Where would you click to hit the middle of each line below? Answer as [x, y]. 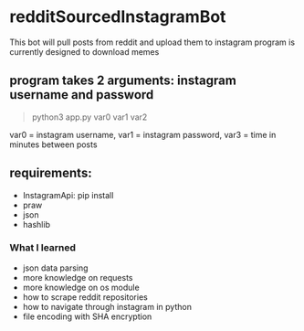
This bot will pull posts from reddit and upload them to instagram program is [152, 42]
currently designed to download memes [84, 51]
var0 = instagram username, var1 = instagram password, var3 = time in [143, 134]
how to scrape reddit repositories [85, 297]
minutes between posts [53, 144]
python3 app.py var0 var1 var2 [89, 117]
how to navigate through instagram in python [107, 306]
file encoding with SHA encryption [87, 316]
